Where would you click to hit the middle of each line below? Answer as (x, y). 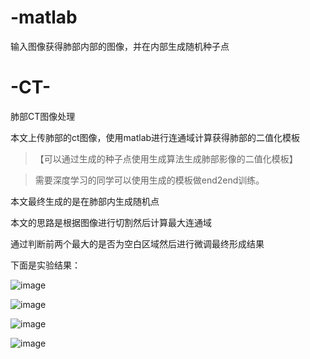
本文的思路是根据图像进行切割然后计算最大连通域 (111, 222)
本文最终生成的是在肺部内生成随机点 (85, 201)
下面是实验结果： (45, 265)
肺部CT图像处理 (43, 116)
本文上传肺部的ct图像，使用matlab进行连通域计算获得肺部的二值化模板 (155, 137)
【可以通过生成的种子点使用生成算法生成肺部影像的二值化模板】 (166, 158)
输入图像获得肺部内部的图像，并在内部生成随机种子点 (120, 46)
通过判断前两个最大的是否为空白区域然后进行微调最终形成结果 (137, 243)
